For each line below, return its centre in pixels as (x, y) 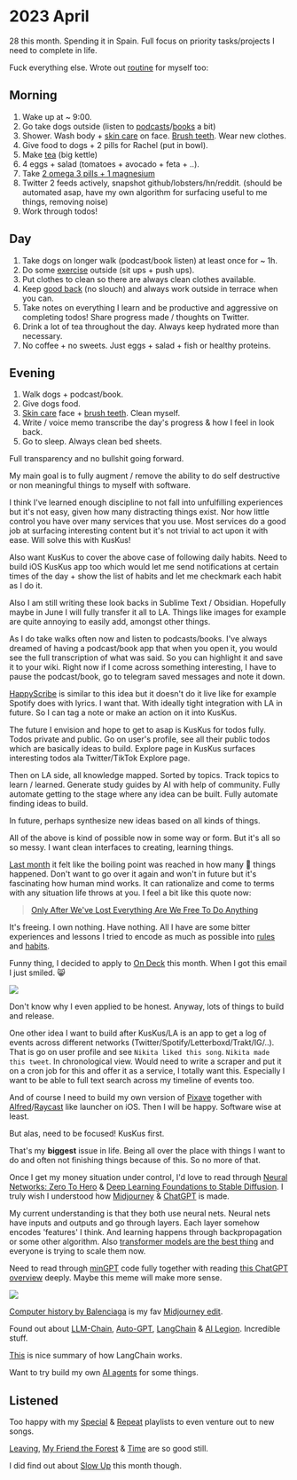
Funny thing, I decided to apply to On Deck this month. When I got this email (148, 964)
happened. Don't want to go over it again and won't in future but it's (133, 874)
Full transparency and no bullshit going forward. (97, 459)
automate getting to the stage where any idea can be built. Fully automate (144, 794)
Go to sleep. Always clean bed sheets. (92, 442)
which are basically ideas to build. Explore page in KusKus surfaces (132, 749)
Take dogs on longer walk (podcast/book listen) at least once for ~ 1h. (149, 260)
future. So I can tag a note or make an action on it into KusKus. (123, 712)
